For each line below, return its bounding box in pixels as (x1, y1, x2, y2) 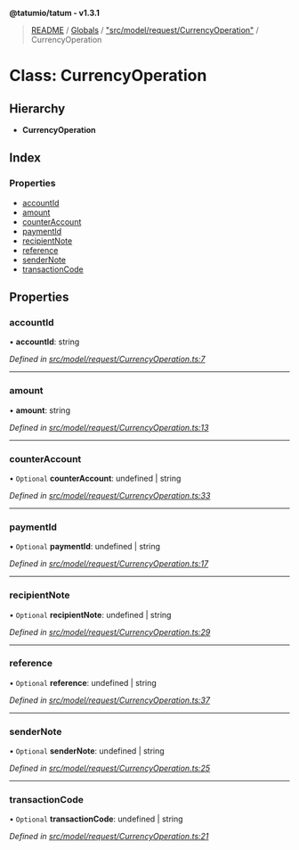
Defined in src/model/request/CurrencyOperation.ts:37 (9, 695, 211, 706)
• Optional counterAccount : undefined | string (9, 473, 182, 483)
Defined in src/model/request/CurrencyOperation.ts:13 (9, 422, 209, 433)
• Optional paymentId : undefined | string (9, 541, 161, 552)
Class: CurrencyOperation (9, 66, 207, 86)
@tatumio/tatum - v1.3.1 (9, 8, 101, 18)
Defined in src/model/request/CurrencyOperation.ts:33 (9, 490, 211, 500)
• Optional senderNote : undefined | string (9, 746, 165, 756)
